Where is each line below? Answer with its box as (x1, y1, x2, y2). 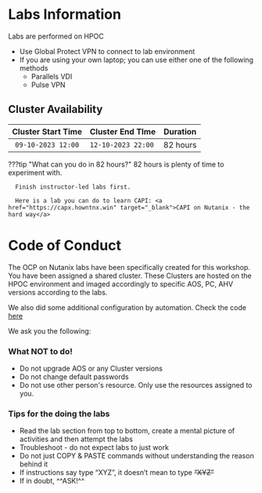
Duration (163, 126, 197, 137)
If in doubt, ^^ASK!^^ (19, 477, 84, 486)
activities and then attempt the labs (19, 434, 133, 444)
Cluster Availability (8, 103, 103, 116)
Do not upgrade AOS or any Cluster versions (19, 363, 163, 373)
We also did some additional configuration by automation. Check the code (8, 302, 246, 312)
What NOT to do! (8, 345, 73, 356)
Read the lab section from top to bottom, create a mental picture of (19, 426, 235, 436)
